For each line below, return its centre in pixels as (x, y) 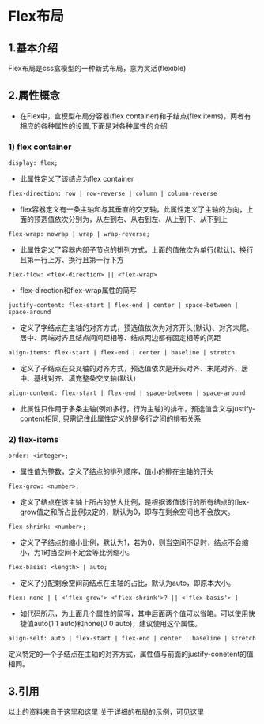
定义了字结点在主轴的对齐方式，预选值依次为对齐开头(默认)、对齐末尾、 (137, 328)
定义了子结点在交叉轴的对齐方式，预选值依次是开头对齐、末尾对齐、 (130, 369)
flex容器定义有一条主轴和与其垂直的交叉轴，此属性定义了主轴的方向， (133, 209)
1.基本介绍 (33, 48)
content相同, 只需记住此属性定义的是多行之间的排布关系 (110, 418)
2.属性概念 (34, 96)
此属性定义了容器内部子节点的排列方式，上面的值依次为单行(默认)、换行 (137, 250)
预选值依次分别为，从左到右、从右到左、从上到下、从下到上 (130, 219)
